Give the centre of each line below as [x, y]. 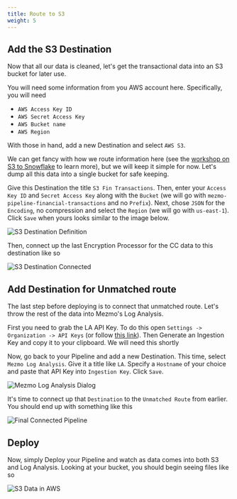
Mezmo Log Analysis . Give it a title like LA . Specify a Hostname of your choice [117, 364]
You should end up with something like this [70, 407]
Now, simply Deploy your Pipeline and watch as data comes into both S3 [113, 459]
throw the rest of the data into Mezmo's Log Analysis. [86, 314]
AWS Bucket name [42, 125]
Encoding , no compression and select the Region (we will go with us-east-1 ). [118, 211]
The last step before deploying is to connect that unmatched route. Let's [113, 307]
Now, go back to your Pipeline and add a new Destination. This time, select [117, 356]
